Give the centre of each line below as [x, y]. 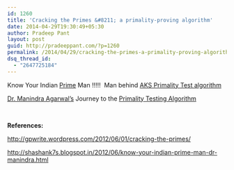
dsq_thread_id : [29, 59]
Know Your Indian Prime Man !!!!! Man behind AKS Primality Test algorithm [114, 85]
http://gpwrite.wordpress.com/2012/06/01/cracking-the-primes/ [99, 139]
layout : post [26, 40]
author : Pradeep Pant [39, 33]
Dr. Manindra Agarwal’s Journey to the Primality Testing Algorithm [102, 99]
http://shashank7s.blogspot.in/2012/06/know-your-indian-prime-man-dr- [112, 152]
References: [25, 125]
